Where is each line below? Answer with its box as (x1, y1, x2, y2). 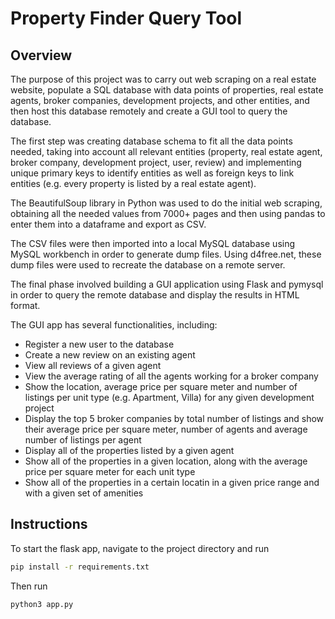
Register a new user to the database (24, 338, 175, 350)
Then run (10, 580, 48, 592)
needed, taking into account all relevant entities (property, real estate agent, (10, 146, 323, 157)
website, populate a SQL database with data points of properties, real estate (10, 84, 324, 96)
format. (10, 300, 41, 311)
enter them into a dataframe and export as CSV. (10, 218, 207, 230)
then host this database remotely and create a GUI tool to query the (10, 105, 288, 117)
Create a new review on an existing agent (24, 349, 196, 361)
